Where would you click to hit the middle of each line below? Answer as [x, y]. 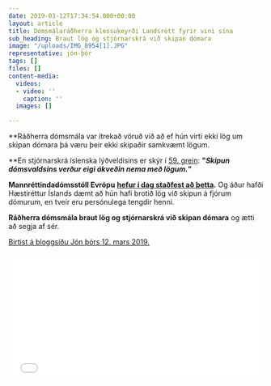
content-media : [34, 76]
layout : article [36, 23]
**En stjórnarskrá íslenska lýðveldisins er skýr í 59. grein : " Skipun [119, 161]
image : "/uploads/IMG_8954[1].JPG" [68, 46]
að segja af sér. [34, 227]
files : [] [25, 69]
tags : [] [23, 62]
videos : [29, 83]
